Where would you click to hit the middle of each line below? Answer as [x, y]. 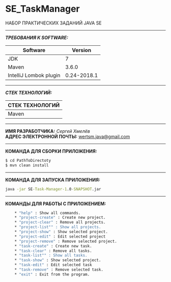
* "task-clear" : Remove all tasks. [53, 251]
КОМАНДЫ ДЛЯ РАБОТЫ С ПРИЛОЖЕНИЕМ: [56, 204]
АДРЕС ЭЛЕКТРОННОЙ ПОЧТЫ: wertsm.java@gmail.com [68, 136]
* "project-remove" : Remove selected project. [66, 241]
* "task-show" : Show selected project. [58, 260]
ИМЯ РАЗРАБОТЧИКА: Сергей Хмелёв [48, 131]
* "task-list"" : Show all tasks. [51, 256]
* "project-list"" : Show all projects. [58, 227]
